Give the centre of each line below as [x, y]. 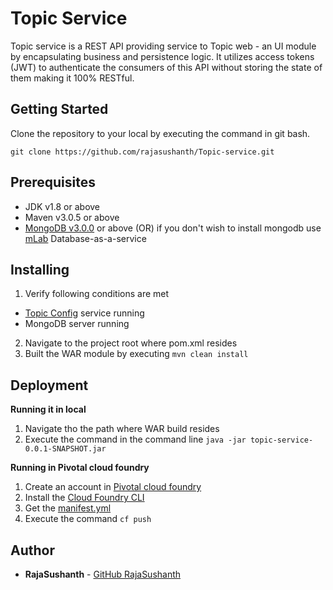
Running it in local [48, 409]
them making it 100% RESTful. [72, 78]
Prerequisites [53, 182]
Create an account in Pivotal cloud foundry [113, 487]
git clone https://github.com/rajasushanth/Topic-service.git [142, 152]
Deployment [49, 385]
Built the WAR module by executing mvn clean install [136, 354]
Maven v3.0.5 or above [72, 217]
